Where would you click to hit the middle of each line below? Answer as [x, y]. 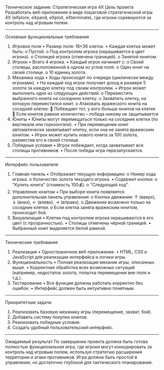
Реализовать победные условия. [46, 322]
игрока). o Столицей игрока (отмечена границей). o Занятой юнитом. [85, 57]
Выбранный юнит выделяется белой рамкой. [59, 228]
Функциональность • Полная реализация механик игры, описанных [83, 262]
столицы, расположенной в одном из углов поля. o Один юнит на [81, 67]
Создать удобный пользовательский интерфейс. [63, 327]
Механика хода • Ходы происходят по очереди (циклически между [83, 77]
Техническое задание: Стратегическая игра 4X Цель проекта [69, 7]
